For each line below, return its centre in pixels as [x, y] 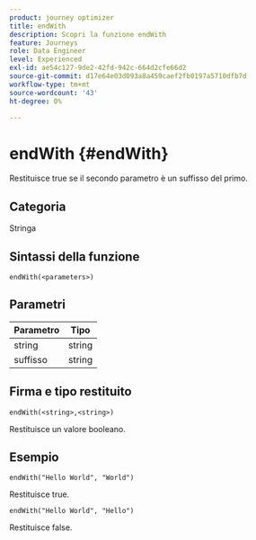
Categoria [38, 206]
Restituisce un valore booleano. [67, 429]
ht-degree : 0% [36, 101]
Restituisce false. [41, 527]
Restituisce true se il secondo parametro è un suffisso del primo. [129, 178]
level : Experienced [46, 59]
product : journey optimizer [62, 18]
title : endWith [38, 26]
